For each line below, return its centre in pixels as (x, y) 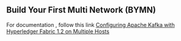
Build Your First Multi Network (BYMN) (81, 10)
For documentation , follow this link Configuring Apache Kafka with (91, 24)
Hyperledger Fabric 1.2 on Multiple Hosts (58, 31)
